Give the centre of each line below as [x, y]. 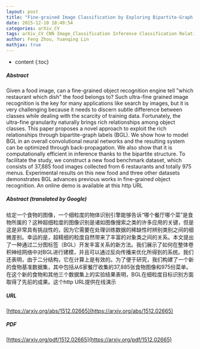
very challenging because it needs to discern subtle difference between [94, 109]
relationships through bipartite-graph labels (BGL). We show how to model [97, 135]
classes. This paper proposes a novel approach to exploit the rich [86, 128]
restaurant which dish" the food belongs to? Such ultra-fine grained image [97, 96]
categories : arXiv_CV [33, 28]
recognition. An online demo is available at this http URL [75, 185]
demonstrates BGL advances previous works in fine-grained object [88, 179]
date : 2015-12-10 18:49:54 [40, 23]
